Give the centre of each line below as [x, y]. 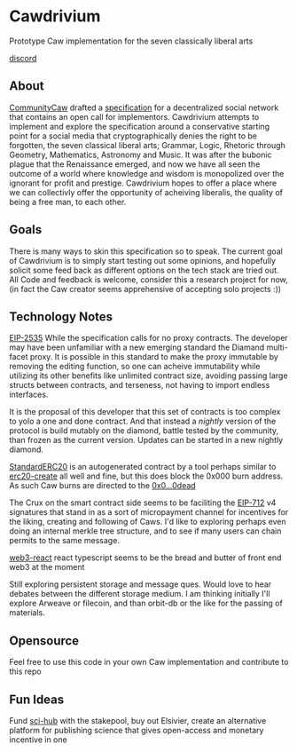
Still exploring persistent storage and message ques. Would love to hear [141, 584]
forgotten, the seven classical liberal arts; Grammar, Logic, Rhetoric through [147, 145]
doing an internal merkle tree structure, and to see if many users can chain [145, 531]
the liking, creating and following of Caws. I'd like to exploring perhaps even [148, 522]
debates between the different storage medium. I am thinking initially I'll [140, 594]
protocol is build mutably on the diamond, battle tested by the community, [144, 431]
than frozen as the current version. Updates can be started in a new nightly [146, 440]
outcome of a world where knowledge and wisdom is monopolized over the [147, 173]
